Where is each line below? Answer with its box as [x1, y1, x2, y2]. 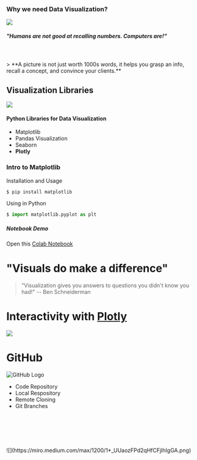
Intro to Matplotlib [6, 163, 61, 172]
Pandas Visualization [15, 135, 68, 142]
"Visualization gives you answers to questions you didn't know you [21, 282, 190, 289]
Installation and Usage [6, 177, 63, 184]
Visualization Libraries [6, 85, 94, 95]
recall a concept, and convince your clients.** [6, 67, 121, 75]
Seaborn [15, 141, 37, 148]
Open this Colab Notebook [6, 240, 73, 247]
